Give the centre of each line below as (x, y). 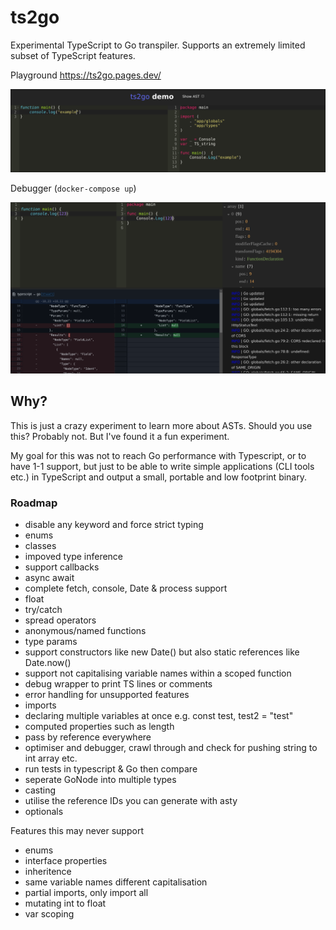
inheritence (48, 872)
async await (49, 578)
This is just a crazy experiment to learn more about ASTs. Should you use (161, 425)
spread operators (60, 620)
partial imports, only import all (86, 893)
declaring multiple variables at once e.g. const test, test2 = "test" (159, 716)
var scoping (49, 914)
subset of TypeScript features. (73, 55)
